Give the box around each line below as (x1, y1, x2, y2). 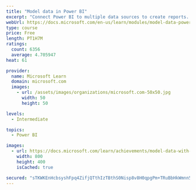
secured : (6, 175, 27, 181)
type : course (6, 24, 38, 31)
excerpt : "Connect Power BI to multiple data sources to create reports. (6, 14, 190, 20)
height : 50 (21, 100, 48, 106)
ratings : (6, 41, 27, 47)
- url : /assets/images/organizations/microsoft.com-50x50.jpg (16, 90, 171, 96)
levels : (6, 111, 25, 117)
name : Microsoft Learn (11, 73, 66, 79)
